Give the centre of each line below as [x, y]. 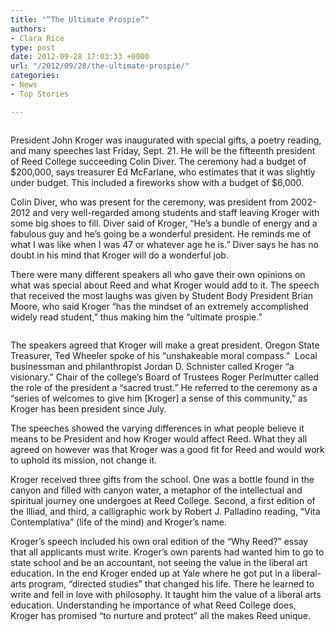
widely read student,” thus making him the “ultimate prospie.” [136, 317]
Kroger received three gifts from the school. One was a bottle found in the [162, 479]
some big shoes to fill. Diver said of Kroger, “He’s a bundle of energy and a [164, 223]
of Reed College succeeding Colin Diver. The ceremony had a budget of [158, 161]
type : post [33, 47]
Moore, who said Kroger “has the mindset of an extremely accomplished [159, 306]
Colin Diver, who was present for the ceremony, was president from [149, 202]
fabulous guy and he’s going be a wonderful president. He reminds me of [161, 233]
